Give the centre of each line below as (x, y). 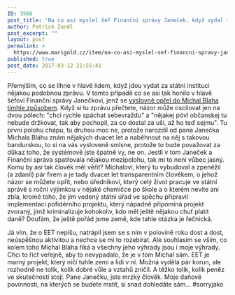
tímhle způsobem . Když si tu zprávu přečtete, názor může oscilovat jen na (114, 107)
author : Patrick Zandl (40, 27)
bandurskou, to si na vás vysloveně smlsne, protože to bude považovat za (114, 144)
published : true (31, 59)
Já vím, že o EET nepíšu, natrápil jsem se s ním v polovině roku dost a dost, (115, 232)
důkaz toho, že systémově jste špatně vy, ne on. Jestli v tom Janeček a (110, 152)
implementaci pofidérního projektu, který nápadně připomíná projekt (106, 204)
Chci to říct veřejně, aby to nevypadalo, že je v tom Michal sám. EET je (108, 255)
